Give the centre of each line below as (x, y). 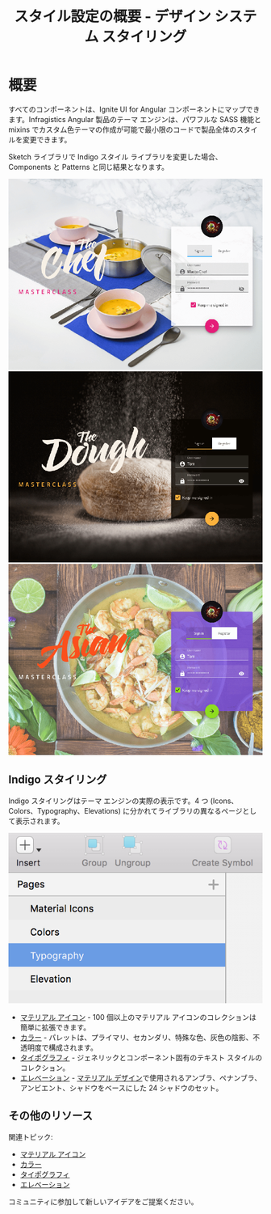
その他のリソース (50, 1116)
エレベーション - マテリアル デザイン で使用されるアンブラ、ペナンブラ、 (141, 1077)
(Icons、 (224, 801)
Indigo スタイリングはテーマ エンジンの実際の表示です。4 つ (108, 801)
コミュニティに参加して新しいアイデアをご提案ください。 (104, 1201)
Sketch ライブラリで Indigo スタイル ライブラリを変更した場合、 (115, 157)
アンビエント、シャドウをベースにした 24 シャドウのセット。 (121, 1088)
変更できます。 (47, 139)
